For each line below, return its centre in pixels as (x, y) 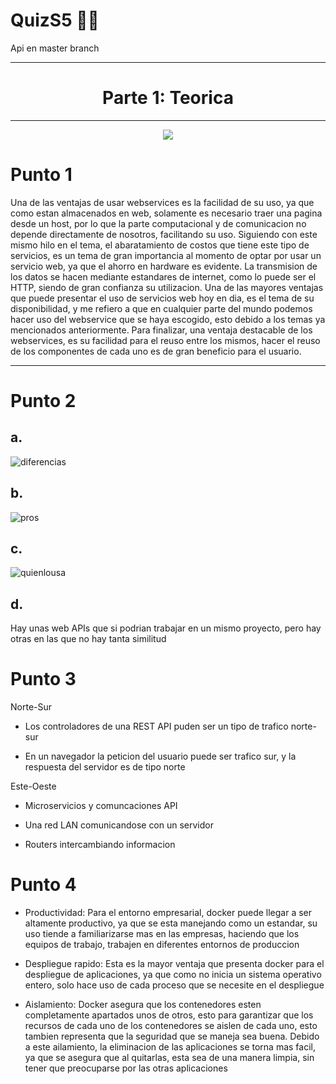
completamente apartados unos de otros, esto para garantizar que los (169, 1015)
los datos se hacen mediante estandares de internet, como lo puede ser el (163, 276)
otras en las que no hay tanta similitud (88, 639)
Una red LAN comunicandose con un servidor (119, 825)
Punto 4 (43, 885)
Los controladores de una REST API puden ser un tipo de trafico (156, 726)
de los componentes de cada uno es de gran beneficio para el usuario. (156, 351)
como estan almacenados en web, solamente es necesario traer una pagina (166, 213)
